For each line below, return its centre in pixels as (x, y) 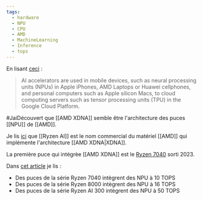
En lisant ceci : (24, 68)
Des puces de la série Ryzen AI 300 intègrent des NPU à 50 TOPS (97, 190)
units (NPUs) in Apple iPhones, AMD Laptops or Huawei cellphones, (106, 87)
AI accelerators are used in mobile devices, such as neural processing (109, 80)
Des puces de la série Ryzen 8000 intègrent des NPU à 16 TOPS (95, 184)
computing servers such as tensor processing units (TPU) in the (101, 99)
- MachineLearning (35, 40)
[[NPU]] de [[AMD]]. (31, 124)
